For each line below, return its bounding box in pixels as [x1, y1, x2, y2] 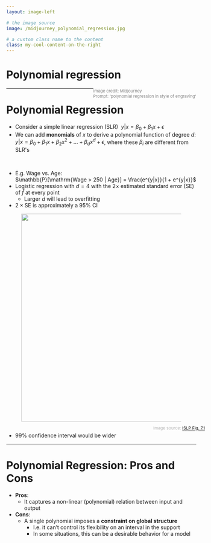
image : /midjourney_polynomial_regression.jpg [6, 25, 125, 31]
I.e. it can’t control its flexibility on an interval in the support [33, 524, 180, 531]
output [24, 504, 41, 512]
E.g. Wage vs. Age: [14, 170, 63, 177]
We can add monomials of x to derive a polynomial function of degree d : [14, 131, 196, 138]
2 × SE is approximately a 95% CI [14, 202, 98, 209]
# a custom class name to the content [6, 36, 104, 42]
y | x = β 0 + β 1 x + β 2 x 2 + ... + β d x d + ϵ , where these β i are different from [14, 137, 189, 147]
